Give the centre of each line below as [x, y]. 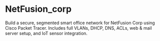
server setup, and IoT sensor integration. [46, 33]
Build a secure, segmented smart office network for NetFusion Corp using [80, 23]
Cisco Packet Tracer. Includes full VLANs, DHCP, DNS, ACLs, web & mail [79, 28]
